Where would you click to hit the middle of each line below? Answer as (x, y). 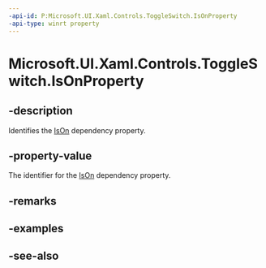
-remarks (32, 201)
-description (41, 111)
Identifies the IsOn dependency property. (77, 130)
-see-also (34, 256)
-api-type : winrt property (54, 24)
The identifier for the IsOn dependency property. (90, 175)
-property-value (50, 156)
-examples (36, 229)
